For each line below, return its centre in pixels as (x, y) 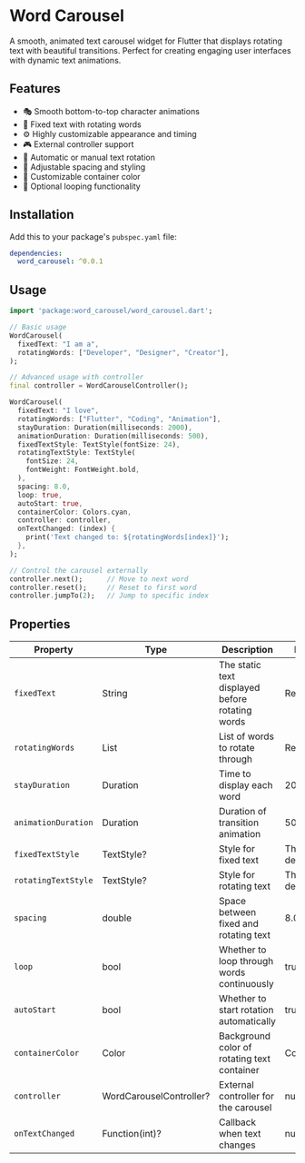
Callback (237, 1122)
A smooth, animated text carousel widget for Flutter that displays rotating (146, 41)
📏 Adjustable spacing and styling (84, 167)
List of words (246, 736)
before (233, 699)
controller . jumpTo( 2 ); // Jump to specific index (109, 596)
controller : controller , (64, 520)
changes (237, 1145)
